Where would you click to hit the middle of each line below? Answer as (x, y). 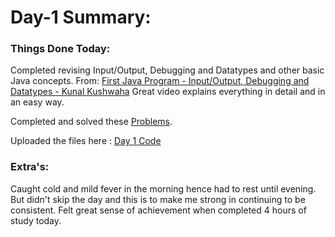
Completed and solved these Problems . (91, 122)
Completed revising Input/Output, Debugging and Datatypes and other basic (167, 70)
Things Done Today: (60, 49)
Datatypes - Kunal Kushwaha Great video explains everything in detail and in (168, 92)
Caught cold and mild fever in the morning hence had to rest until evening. (163, 188)
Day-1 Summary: (81, 17)
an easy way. (37, 102)
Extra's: (30, 167)
